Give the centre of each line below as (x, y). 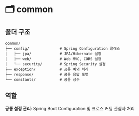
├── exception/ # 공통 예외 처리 (47, 69)
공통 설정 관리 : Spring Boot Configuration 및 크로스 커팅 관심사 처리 (70, 108)
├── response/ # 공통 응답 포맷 (47, 75)
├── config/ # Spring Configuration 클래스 (63, 49)
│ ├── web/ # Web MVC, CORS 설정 (53, 59)
